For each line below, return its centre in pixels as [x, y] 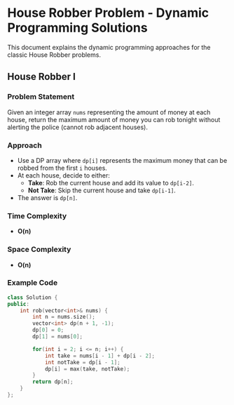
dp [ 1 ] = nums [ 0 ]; [57, 337]
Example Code [33, 283]
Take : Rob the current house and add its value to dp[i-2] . [111, 182]
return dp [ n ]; [53, 382]
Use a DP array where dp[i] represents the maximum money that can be [122, 160]
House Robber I [41, 77]
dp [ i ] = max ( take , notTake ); [87, 369]
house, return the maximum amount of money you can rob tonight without [114, 119]
